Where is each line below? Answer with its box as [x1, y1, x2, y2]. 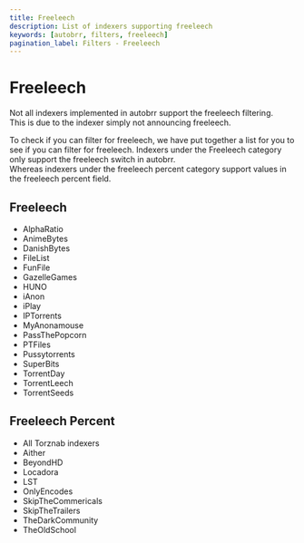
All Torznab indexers [22, 437, 100, 449]
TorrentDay [22, 368, 65, 379]
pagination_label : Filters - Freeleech [9, 38, 161, 48]
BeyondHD [22, 457, 64, 468]
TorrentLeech [22, 378, 74, 388]
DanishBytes [22, 243, 71, 254]
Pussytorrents [22, 349, 75, 359]
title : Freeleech [9, 13, 75, 23]
